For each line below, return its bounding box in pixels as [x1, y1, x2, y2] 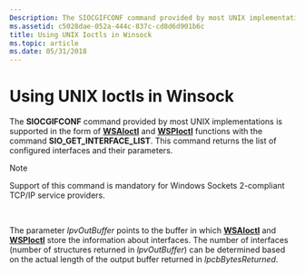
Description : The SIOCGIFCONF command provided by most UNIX [9, 13, 246, 23]
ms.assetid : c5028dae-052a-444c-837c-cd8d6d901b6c [9, 22, 205, 31]
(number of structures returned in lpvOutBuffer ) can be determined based [9, 244, 286, 255]
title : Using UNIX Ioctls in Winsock [9, 30, 152, 39]
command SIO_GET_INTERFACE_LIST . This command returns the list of [9, 135, 277, 146]
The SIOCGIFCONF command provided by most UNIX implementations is [9, 116, 283, 127]
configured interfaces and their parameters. [9, 145, 173, 156]
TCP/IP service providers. [9, 190, 106, 201]
